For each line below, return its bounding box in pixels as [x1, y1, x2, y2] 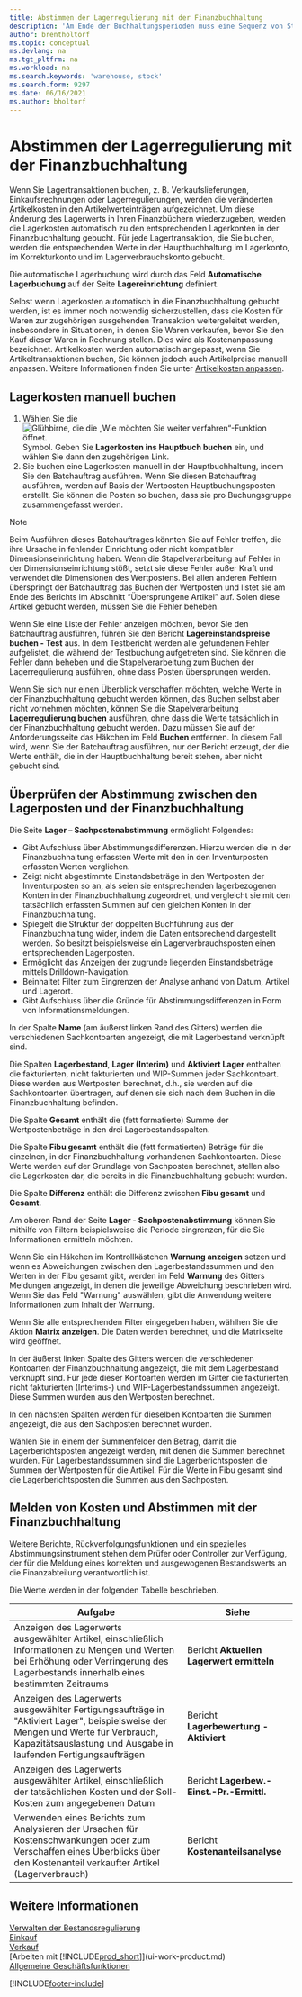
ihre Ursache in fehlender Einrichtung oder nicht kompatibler [9, 544, 234, 555]
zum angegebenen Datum [45, 1796, 155, 1809]
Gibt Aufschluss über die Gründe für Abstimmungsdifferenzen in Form [22, 994, 282, 1005]
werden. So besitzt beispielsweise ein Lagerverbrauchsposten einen [22, 938, 276, 949]
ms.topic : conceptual [9, 38, 91, 48]
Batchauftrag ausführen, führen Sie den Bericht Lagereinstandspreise [9, 628, 271, 640]
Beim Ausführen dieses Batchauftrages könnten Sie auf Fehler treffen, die [9, 534, 282, 545]
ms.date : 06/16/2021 [9, 88, 87, 97]
